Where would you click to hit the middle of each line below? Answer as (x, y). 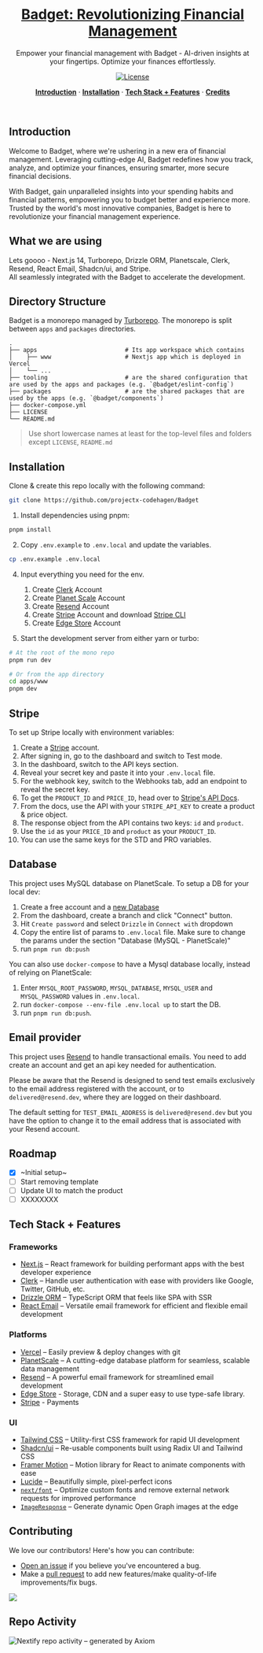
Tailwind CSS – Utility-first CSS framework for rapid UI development (130, 1440)
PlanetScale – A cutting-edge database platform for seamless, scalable (135, 1360)
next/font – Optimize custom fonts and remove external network (125, 1489)
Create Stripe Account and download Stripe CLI (109, 614)
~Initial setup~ (44, 1173)
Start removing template (59, 1181)
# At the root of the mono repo (62, 652)
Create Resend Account (71, 606)
